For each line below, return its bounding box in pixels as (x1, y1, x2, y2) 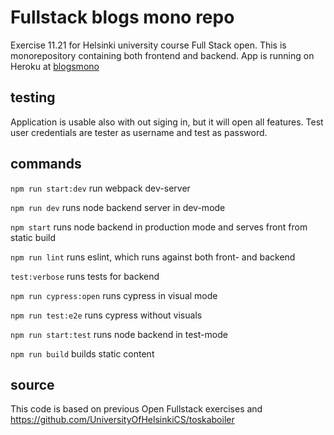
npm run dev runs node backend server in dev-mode (10, 201, 226, 213)
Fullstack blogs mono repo (10, 6, 235, 29)
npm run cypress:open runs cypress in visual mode (10, 289, 218, 301)
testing (10, 89, 56, 106)
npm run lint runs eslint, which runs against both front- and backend (10, 251, 296, 263)
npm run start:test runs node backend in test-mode (10, 328, 228, 340)
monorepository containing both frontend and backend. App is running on (10, 49, 315, 61)
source (10, 376, 55, 393)
